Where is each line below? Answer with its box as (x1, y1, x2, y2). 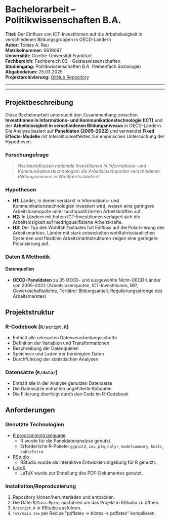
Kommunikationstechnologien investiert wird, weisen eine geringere (12, 203, 154, 209)
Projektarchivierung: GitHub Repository (5, 74, 90, 80)
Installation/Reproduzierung (5, 483, 76, 490)
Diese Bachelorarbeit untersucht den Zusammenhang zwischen (5, 111, 138, 117)
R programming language (12, 432, 66, 438)
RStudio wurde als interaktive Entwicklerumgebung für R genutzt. (20, 459, 157, 465)
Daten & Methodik (5, 253, 51, 260)
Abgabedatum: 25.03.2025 (5, 68, 63, 74)
